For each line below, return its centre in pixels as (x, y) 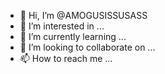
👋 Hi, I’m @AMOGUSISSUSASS (83, 15)
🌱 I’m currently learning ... (73, 36)
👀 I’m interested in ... (62, 26)
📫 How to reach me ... (66, 58)
